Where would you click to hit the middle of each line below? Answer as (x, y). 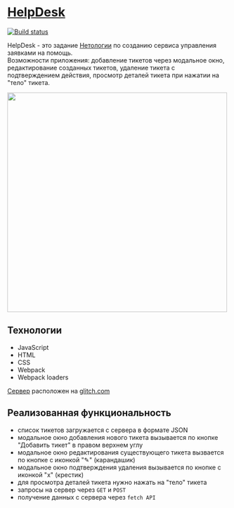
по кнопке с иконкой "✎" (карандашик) (76, 460)
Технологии (34, 331)
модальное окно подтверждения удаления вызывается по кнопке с (119, 467)
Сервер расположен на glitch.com (59, 391)
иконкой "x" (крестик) (51, 474)
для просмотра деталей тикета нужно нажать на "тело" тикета (112, 482)
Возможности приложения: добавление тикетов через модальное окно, (116, 60)
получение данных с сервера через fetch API (86, 497)
